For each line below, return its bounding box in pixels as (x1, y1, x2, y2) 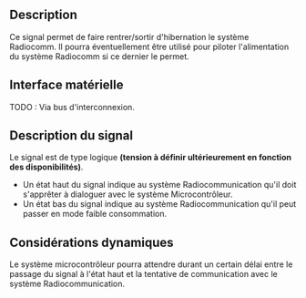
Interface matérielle (9, 77, 124, 93)
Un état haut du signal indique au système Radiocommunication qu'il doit (22, 180, 297, 190)
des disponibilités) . (9, 161, 84, 172)
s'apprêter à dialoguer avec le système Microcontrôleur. (22, 189, 233, 200)
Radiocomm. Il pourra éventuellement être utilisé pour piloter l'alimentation (9, 41, 290, 52)
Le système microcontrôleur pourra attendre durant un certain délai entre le (9, 259, 293, 270)
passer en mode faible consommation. (22, 209, 168, 220)
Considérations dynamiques (9, 234, 175, 250)
